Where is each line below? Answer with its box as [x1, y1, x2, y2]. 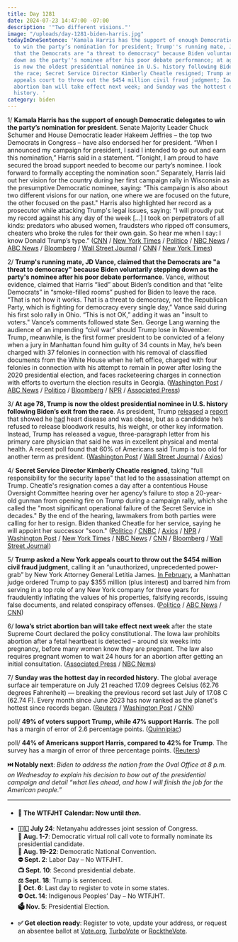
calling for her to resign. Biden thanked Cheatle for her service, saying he [7, 519, 221, 527]
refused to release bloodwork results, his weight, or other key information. [7, 422, 224, 430]
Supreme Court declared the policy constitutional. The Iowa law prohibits [7, 630, 220, 637]
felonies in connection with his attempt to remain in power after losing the [7, 363, 222, 371]
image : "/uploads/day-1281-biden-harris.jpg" [7, 30, 144, 38]
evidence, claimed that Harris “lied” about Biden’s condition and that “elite [7, 280, 223, 288]
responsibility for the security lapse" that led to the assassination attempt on [7, 473, 230, 482]
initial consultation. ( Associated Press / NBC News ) [7, 659, 157, 668]
